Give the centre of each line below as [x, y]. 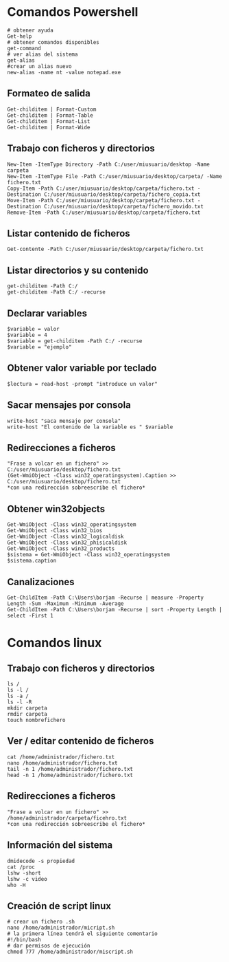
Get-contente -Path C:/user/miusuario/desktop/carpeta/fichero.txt [106, 249]
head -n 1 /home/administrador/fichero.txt [70, 775]
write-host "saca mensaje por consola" [64, 421]
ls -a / [18, 696]
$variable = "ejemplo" [39, 347]
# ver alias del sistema [43, 54]
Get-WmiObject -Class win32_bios [55, 531]
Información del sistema [60, 845]
